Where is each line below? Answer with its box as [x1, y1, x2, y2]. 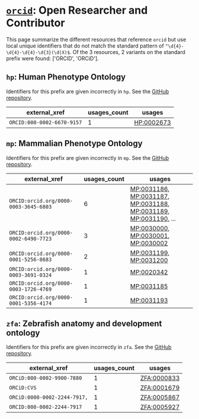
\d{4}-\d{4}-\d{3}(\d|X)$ [6, 49, 70, 55]
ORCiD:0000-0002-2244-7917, [9, 394, 88, 401]
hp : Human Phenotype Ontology [6, 72, 126, 82]
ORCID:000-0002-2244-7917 [9, 404, 82, 411]
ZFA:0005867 [140, 393, 180, 402]
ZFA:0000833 [140, 374, 180, 382]
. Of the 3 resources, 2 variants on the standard [69, 48, 185, 55]
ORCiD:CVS [9, 385, 37, 391]
